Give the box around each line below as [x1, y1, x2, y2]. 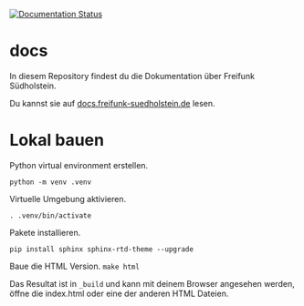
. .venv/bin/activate [9, 210, 92, 220]
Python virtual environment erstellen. [9, 159, 149, 170]
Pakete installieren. [9, 227, 81, 238]
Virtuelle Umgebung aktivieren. [9, 193, 126, 204]
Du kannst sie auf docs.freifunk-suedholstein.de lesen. [9, 97, 216, 108]
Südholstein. [9, 80, 57, 91]
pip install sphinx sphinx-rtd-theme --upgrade [9, 244, 194, 254]
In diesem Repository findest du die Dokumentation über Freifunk [9, 70, 256, 81]
